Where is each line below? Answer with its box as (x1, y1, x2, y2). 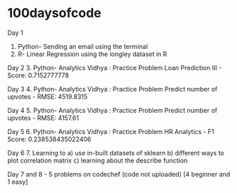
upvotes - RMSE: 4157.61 (7, 114, 79, 122)
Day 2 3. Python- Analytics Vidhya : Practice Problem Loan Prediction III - (7, 63, 222, 72)
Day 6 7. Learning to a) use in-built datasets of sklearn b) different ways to (7, 148, 225, 157)
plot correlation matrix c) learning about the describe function (7, 156, 188, 165)
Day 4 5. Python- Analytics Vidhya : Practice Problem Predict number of (7, 106, 218, 114)
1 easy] (7, 177, 28, 186)
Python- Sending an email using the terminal (17, 42, 148, 50)
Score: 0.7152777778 (7, 71, 70, 79)
